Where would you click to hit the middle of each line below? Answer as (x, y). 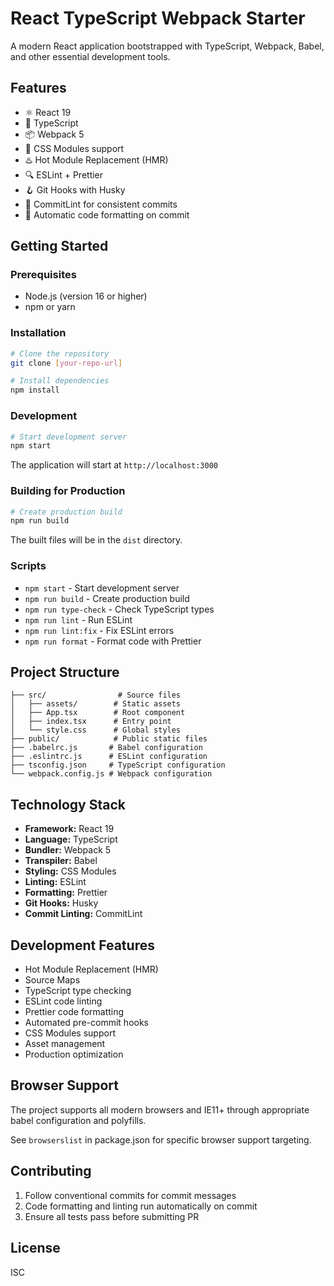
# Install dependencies (60, 381)
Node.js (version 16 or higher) (86, 296)
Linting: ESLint (55, 882)
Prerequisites (43, 275)
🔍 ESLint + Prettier (64, 174)
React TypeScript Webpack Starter (158, 18)
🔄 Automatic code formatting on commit (107, 214)
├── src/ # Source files (96, 695)
